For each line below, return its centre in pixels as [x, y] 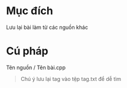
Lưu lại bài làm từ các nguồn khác [47, 27]
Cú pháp [27, 51]
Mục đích [30, 11]
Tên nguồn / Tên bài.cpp [36, 67]
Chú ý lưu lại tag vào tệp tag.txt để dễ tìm [71, 79]
